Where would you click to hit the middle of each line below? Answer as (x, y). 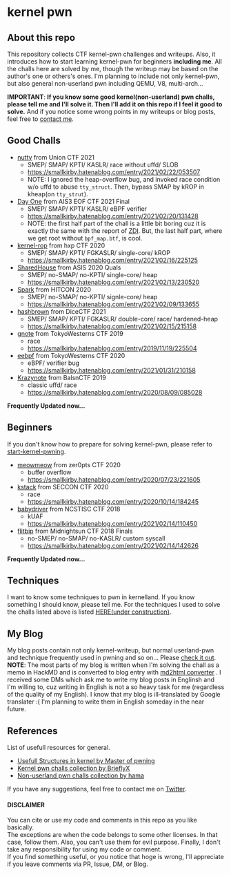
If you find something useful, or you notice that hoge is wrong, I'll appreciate (115, 857)
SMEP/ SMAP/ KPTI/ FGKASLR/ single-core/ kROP (99, 252)
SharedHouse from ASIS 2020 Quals (69, 267)
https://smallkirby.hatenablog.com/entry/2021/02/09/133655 (113, 304)
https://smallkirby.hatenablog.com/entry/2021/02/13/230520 (113, 282)
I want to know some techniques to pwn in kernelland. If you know (101, 597)
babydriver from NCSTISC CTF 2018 (69, 509)
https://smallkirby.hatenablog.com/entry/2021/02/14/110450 (112, 523)
